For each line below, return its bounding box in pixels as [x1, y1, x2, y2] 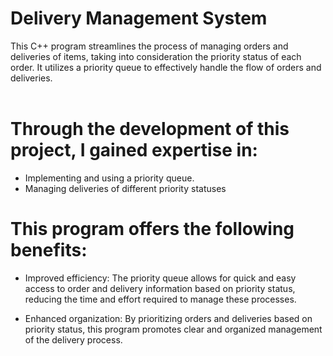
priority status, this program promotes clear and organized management [24, 323, 323, 335]
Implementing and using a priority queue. [24, 172, 195, 184]
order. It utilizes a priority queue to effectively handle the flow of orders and [10, 61, 322, 73]
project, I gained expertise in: [10, 139, 258, 162]
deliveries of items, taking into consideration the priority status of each [10, 50, 302, 62]
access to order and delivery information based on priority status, [24, 282, 296, 294]
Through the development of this [10, 118, 290, 141]
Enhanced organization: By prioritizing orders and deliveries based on [24, 312, 313, 324]
